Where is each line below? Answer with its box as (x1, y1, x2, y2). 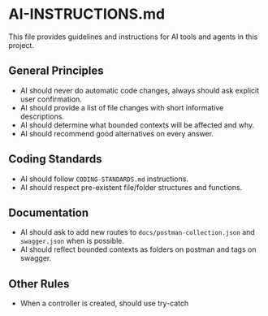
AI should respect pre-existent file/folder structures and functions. (19, 182, 243, 192)
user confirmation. (19, 94, 83, 104)
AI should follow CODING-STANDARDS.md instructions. (19, 174, 189, 184)
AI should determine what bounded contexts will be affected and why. (19, 119, 255, 130)
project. (8, 40, 35, 50)
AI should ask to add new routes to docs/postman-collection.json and (19, 227, 256, 237)
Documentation (8, 206, 89, 219)
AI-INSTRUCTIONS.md (8, 5, 165, 24)
